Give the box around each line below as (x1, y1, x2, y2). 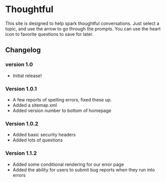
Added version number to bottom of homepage (12, 107, 112, 114)
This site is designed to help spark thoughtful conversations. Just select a (5, 20, 160, 26)
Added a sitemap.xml (12, 102, 57, 108)
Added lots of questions (12, 137, 63, 143)
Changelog (5, 46, 41, 54)
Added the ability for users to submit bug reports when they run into (12, 166, 155, 173)
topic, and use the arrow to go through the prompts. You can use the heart (5, 25, 161, 31)
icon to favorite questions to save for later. (5, 31, 94, 37)
